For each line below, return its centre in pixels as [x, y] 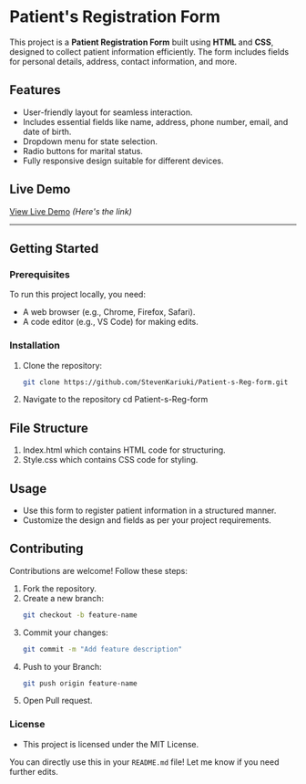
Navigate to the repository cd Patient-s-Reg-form [115, 400]
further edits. [34, 771]
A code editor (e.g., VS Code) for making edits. [110, 322]
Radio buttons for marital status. [83, 151]
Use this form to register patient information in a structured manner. [149, 511]
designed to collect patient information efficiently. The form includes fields [149, 51]
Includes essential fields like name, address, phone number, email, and [155, 121]
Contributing [46, 549]
